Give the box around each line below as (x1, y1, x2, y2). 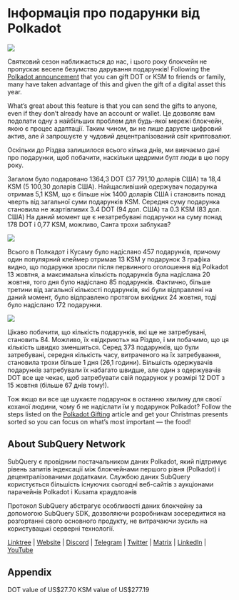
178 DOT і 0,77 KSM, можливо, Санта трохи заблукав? (7, 220, 171, 229)
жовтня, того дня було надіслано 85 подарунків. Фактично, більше (7, 277, 211, 286)
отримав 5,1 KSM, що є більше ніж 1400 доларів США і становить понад (7, 189, 226, 198)
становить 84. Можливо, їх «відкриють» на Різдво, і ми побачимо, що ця (7, 335, 230, 344)
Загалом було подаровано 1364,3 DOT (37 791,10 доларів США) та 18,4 (7, 174, 221, 183)
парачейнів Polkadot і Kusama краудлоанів (7, 487, 137, 496)
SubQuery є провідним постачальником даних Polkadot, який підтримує (7, 457, 227, 466)
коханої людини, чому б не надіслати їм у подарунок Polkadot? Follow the (7, 402, 232, 411)
